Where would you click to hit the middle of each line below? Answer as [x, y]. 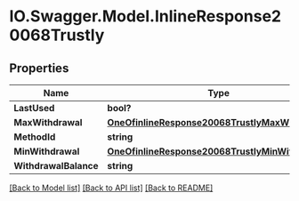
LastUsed [34, 108]
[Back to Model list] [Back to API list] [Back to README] [111, 188]
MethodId [35, 137]
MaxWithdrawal [48, 122]
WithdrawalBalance [57, 166]
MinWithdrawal [47, 151]
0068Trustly [57, 35]
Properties [39, 68]
